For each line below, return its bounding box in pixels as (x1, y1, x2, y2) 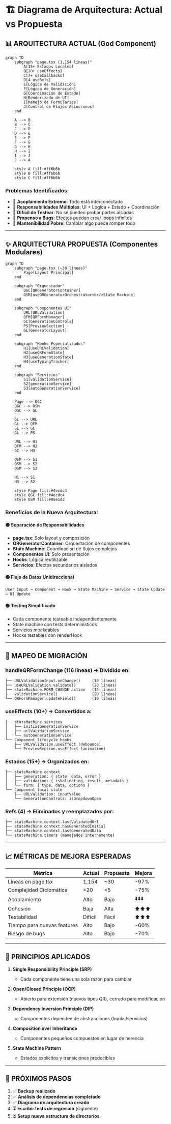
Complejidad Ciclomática (8, 886, 68, 894)
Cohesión (8, 905, 31, 912)
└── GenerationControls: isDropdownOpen (14, 796, 101, 801)
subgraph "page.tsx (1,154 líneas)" (14, 60, 93, 65)
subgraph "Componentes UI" (14, 306, 72, 311)
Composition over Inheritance (12, 1025, 77, 1031)
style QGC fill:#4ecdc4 (14, 493, 65, 498)
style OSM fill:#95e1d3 (14, 497, 65, 502)
